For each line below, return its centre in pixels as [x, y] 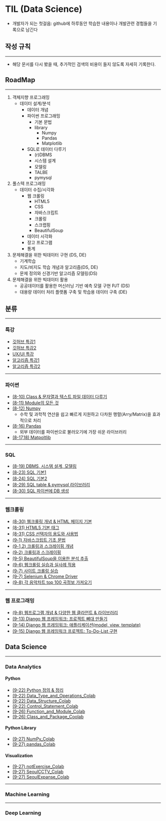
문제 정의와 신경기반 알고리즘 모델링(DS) [59, 273]
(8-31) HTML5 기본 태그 [36, 527]
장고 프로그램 [40, 242]
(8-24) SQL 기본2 [30, 478]
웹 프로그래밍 [20, 601]
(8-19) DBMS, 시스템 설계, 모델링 [44, 466]
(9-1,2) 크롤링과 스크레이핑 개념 [43, 546]
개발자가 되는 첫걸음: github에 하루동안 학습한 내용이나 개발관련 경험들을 [82, 23]
